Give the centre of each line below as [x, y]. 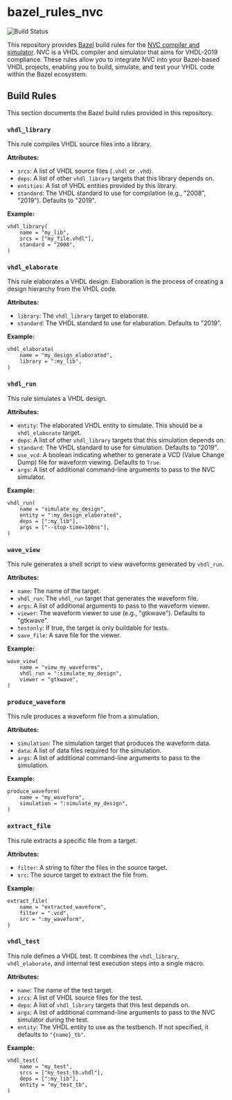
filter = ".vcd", [45, 913]
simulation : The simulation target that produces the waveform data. [114, 744]
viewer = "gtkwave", [49, 679]
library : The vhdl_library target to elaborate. [83, 316]
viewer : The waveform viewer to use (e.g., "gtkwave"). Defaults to [111, 613]
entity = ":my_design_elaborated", [71, 515]
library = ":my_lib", [51, 361]
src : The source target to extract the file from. [83, 875]
